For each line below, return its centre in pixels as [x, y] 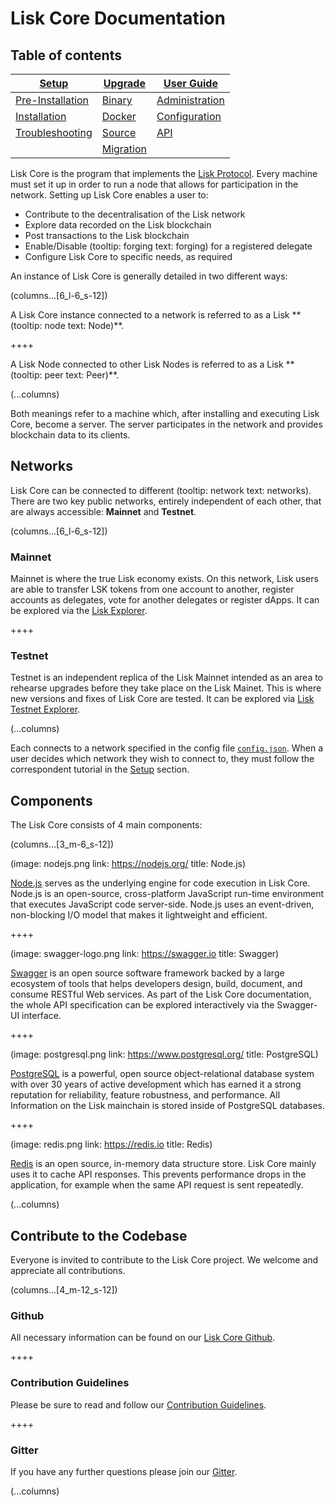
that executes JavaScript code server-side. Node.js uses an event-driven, [162, 904]
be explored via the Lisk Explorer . [79, 611]
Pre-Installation [52, 100]
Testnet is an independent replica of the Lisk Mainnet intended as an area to [167, 678]
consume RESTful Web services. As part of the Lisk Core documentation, [161, 994]
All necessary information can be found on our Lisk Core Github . [143, 1338]
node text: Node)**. [84, 325]
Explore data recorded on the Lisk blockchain [118, 225]
